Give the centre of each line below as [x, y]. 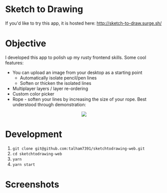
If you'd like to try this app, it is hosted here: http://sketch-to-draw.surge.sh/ [83, 23]
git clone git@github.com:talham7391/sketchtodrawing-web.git [78, 149]
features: [14, 63]
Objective [26, 43]
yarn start [24, 164]
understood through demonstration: [49, 105]
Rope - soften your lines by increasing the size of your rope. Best [79, 99]
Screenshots [32, 184]
